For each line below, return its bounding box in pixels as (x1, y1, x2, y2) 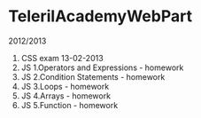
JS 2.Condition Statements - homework (20, 71, 166, 82)
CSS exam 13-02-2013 (20, 52, 104, 63)
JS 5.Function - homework (20, 99, 119, 110)
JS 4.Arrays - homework (20, 90, 112, 101)
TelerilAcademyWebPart (8, 6, 192, 27)
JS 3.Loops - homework (20, 81, 110, 91)
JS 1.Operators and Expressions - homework (20, 62, 184, 73)
